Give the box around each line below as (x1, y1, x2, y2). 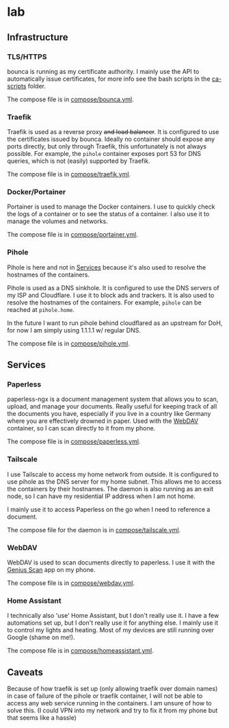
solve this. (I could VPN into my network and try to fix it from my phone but (7, 706, 218, 715)
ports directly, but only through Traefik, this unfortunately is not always (7, 142, 207, 151)
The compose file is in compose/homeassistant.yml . (7, 647, 154, 655)
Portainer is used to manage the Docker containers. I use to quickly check (7, 203, 215, 211)
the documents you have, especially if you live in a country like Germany (7, 410, 211, 418)
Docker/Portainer (7, 187, 66, 197)
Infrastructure (7, 31, 68, 43)
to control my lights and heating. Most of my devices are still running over (7, 626, 214, 634)
